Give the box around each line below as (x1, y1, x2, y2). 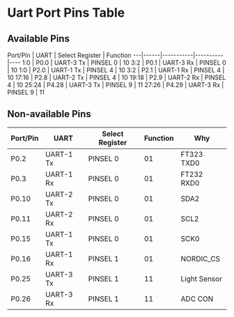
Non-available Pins (7, 108, 92, 120)
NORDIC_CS (180, 254, 221, 263)
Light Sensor (180, 274, 223, 284)
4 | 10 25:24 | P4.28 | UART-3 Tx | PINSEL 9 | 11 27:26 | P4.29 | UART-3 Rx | (7, 81, 224, 88)
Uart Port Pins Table (7, 5, 125, 21)
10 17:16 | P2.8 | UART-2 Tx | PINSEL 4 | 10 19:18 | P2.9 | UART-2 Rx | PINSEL (7, 73, 226, 82)
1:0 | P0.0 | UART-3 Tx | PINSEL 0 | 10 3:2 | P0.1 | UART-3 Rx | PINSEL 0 (22, 59, 226, 67)
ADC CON (180, 294, 214, 304)
